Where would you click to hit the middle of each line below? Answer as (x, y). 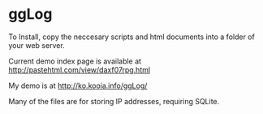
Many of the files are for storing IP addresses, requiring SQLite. (114, 101)
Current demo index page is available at (75, 61)
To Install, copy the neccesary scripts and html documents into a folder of (132, 37)
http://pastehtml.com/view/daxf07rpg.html (80, 69)
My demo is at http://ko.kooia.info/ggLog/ (78, 85)
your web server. (37, 45)
